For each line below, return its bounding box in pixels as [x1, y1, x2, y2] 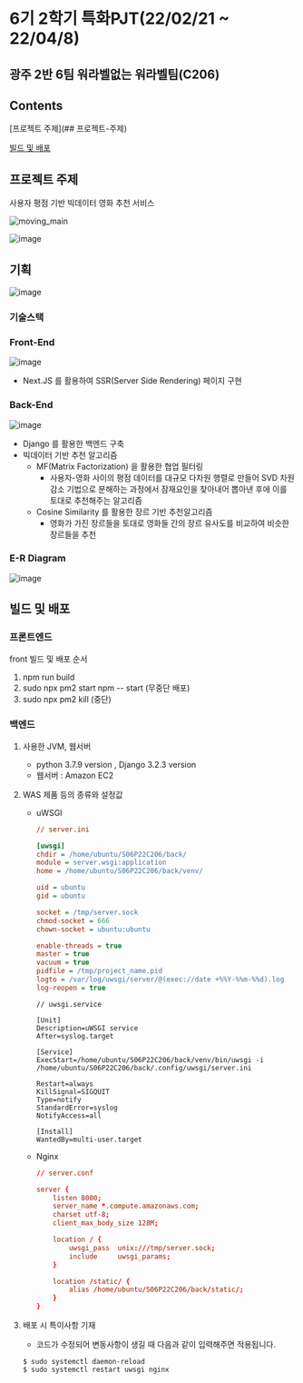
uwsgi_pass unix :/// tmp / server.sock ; [68, 1243, 216, 1252]
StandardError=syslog [35, 1103, 118, 1112]
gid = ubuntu [35, 891, 86, 900]
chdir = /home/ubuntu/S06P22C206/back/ [35, 850, 188, 859]
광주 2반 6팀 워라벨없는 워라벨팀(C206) [9, 66, 220, 82]
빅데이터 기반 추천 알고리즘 [22, 449, 118, 460]
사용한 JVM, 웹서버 [22, 741, 92, 751]
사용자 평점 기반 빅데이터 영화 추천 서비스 [9, 197, 155, 209]
